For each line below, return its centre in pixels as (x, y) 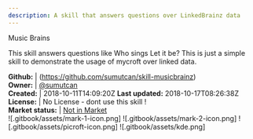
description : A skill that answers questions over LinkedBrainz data (125, 15)
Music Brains (29, 38)
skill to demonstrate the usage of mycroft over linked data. (103, 61)
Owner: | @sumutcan (43, 85)
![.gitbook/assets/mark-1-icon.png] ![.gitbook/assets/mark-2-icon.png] (123, 118)
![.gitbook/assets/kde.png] (162, 126)
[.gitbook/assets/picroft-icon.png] (63, 126)
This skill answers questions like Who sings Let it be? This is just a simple (127, 53)
